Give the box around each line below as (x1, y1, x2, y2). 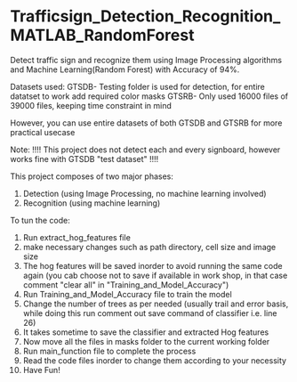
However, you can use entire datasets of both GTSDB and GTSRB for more (10, 118, 283, 128)
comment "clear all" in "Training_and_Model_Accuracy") (22, 279, 229, 290)
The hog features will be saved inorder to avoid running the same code (22, 260, 283, 271)
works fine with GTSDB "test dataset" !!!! (10, 153, 159, 164)
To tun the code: (10, 215, 70, 225)
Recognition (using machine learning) (22, 198, 161, 208)
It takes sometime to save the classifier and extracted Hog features (22, 327, 269, 337)
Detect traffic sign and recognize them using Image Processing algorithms (10, 54, 283, 65)
